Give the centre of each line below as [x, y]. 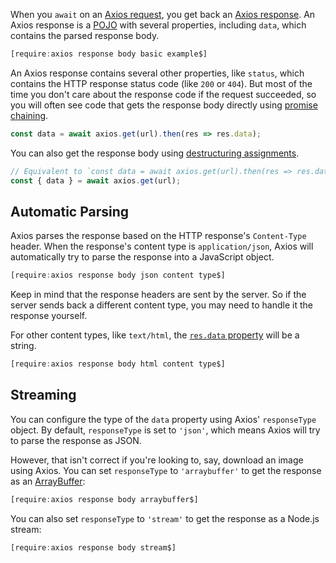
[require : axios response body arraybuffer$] [104, 499]
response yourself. [49, 316]
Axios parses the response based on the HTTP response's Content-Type [158, 236]
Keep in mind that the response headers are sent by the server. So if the [158, 295]
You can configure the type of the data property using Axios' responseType [163, 419]
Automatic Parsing [70, 211]
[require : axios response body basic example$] [109, 54]
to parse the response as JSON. [76, 440]
